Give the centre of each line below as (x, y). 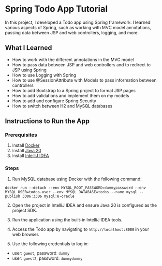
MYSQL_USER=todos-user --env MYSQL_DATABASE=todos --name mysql (71, 192)
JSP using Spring (29, 70)
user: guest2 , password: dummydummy (47, 258)
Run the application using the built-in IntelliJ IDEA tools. (67, 219)
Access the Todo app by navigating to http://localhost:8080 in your (81, 229)
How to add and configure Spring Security (54, 101)
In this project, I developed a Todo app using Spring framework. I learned (78, 22)
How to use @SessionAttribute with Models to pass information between (84, 80)
